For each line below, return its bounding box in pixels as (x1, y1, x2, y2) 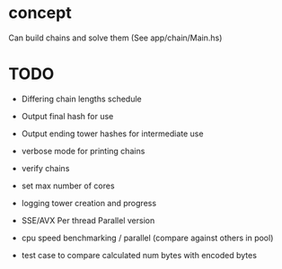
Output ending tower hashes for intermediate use (21, 128, 204, 139)
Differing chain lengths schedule (21, 93, 143, 104)
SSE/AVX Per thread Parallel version (21, 214, 155, 226)
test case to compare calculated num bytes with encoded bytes (21, 249, 258, 260)
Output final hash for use (21, 110, 114, 121)
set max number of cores (21, 180, 115, 191)
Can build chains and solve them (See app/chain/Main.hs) (8, 32, 223, 43)
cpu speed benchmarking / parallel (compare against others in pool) (21, 232, 274, 243)
